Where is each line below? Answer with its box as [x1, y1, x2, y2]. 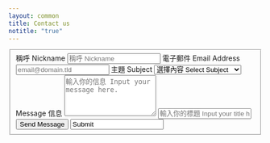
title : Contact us [8, 19, 70, 27]
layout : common [8, 11, 60, 20]
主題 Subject [110, 65, 153, 74]
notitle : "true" [8, 27, 63, 35]
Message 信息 [15, 108, 63, 118]
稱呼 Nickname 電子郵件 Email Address [15, 53, 240, 63]
